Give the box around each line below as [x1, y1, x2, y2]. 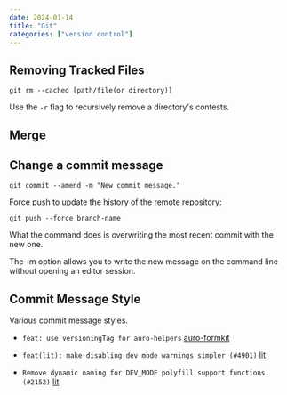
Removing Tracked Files [9, 62, 145, 77]
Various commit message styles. [9, 315, 129, 326]
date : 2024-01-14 [9, 12, 74, 22]
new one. [9, 239, 44, 250]
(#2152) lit [21, 376, 60, 387]
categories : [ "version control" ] [9, 29, 133, 38]
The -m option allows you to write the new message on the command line [9, 256, 278, 267]
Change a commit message [9, 157, 163, 173]
